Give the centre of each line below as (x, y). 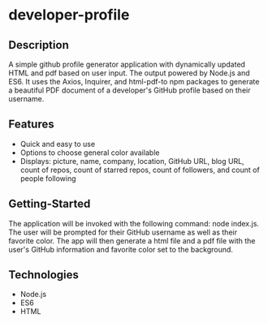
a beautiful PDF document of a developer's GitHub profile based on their (130, 90)
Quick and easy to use (58, 144)
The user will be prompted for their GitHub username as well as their (123, 232)
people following (48, 178)
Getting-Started (50, 204)
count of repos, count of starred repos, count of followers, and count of (140, 170)
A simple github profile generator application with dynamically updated (127, 64)
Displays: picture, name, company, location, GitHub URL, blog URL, (132, 161)
